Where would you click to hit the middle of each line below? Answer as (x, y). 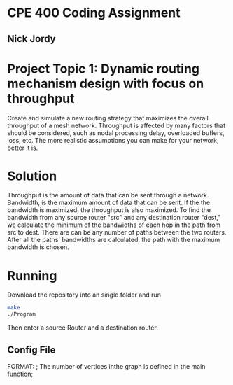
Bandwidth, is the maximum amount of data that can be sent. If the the (109, 203)
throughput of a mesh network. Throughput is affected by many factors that (116, 125)
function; (20, 374)
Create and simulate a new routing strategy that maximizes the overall (108, 118)
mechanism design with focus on (106, 84)
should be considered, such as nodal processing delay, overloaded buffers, (116, 133)
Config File (31, 350)
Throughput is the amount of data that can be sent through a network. (108, 195)
